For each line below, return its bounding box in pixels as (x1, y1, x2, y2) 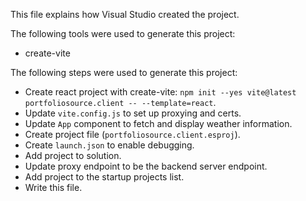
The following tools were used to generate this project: (10, 28, 236, 39)
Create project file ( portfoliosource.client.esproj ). (24, 129, 241, 140)
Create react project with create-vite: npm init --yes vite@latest (24, 86, 297, 98)
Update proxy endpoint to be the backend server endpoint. (24, 160, 268, 172)
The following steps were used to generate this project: (10, 67, 238, 78)
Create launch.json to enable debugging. (24, 139, 195, 151)
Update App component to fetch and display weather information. (24, 118, 293, 129)
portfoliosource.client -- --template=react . (24, 97, 217, 108)
